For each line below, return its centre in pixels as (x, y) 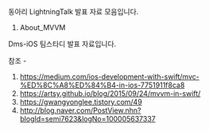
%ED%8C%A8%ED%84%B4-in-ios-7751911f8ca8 (102, 85)
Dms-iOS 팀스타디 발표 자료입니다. (62, 44)
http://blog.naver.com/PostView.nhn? (80, 110)
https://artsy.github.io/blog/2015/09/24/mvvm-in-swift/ (110, 93)
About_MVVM (43, 27)
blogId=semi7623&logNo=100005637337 (88, 119)
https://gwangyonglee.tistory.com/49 (81, 102)
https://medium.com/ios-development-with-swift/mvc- (110, 77)
